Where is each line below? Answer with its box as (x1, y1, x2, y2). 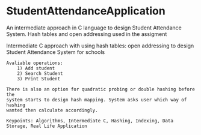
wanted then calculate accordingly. (6, 107, 98, 113)
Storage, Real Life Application (6, 123, 87, 129)
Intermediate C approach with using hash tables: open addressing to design (6, 42, 194, 49)
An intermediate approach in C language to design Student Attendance (6, 24, 182, 31)
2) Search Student (17, 70, 63, 76)
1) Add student (17, 65, 55, 71)
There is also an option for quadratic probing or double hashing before (6, 86, 196, 92)
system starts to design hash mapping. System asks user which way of (6, 97, 187, 103)
